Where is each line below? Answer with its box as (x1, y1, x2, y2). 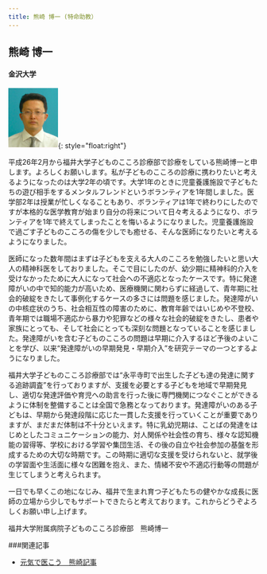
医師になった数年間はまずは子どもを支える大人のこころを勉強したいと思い (8, 254, 252, 264)
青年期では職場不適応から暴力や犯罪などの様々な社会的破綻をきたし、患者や (8, 314, 259, 323)
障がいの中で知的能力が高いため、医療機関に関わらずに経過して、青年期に (8, 283, 252, 294)
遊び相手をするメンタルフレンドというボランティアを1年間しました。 (21, 187, 248, 197)
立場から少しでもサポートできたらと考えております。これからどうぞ (21, 497, 244, 506)
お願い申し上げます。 (21, 506, 91, 517)
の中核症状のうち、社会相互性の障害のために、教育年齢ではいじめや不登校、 (8, 303, 259, 314)
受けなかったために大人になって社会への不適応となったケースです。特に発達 (8, 274, 257, 283)
